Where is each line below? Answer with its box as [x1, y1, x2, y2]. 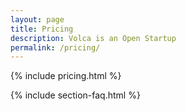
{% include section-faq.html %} [10, 89, 141, 101]
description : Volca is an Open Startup [10, 33, 177, 43]
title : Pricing [10, 24, 74, 34]
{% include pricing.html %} [10, 70, 122, 82]
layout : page [10, 14, 65, 25]
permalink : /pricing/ [10, 42, 101, 53]
